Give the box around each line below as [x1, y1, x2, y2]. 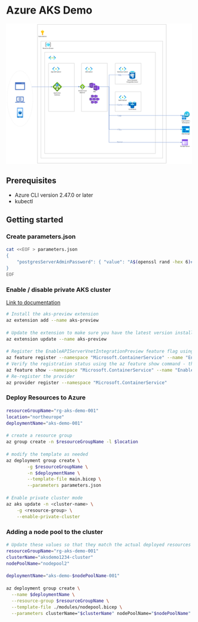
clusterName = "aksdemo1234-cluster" [6, 554, 94, 560]
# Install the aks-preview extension [6, 311, 99, 317]
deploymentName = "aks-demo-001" [6, 420, 83, 426]
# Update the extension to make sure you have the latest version [6, 330, 173, 336]
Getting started [6, 215, 64, 225]
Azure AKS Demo [6, 4, 93, 17]
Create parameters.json [6, 233, 76, 241]
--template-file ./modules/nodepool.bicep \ [11, 604, 123, 610]
